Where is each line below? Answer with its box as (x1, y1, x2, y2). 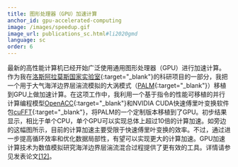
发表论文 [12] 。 (13, 152, 56, 160)
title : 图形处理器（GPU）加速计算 (7, 10, 98, 18)
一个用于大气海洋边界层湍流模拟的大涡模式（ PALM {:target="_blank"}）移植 (7, 81, 227, 89)
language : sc (7, 37, 46, 44)
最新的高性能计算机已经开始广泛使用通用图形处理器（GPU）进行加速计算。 (7, 64, 225, 71)
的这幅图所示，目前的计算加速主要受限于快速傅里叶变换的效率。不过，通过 (7, 125, 225, 134)
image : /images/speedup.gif (7, 23, 91, 30)
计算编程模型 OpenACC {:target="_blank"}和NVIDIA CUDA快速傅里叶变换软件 (7, 99, 229, 107)
